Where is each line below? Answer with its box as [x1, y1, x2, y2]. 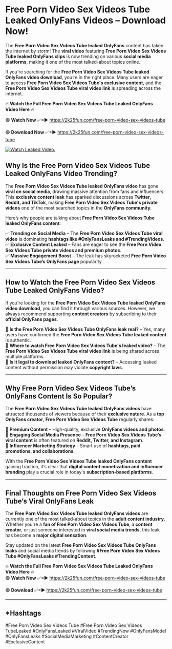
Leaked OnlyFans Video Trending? [5, 169, 118, 178]
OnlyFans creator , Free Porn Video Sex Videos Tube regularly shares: [5, 416, 155, 423]
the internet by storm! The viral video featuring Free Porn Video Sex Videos [5, 48, 166, 54]
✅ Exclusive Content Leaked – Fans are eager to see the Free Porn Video [5, 241, 162, 247]
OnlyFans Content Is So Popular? [5, 392, 113, 400]
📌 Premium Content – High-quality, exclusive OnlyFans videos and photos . [5, 426, 165, 432]
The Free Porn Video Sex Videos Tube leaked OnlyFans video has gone [5, 183, 159, 189]
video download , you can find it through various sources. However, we [5, 305, 155, 311]
